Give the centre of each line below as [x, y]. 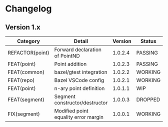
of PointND [67, 56]
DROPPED [148, 99]
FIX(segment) [24, 114]
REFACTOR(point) [28, 53]
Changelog [28, 9]
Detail [81, 41]
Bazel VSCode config [79, 80]
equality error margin [79, 117]
